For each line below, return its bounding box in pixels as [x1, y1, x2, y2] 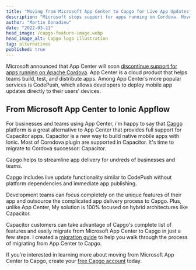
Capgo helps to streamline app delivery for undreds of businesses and [6, 156, 176, 163]
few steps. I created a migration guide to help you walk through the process [6, 233, 188, 240]
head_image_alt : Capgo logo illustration [6, 36, 108, 41]
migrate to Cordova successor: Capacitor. [6, 144, 107, 152]
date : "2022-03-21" [6, 25, 54, 31]
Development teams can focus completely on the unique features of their [6, 191, 182, 198]
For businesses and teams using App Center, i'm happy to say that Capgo [6, 120, 183, 127]
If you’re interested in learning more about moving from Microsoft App [6, 251, 174, 258]
